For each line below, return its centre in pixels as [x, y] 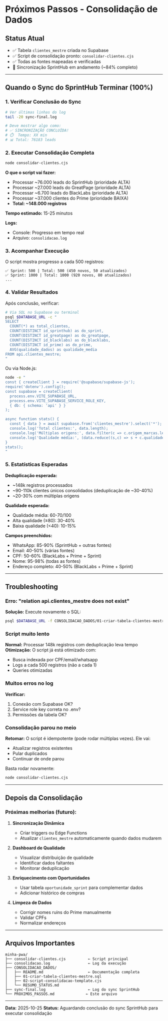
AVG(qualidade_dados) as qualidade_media [53, 349]
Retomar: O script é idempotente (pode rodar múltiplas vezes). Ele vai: [78, 738]
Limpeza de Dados [32, 902]
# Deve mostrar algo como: [33, 126]
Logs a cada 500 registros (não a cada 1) [54, 665]
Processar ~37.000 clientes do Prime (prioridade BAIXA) [70, 198]
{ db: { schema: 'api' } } [38, 405]
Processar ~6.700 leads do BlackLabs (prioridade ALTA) [70, 193]
